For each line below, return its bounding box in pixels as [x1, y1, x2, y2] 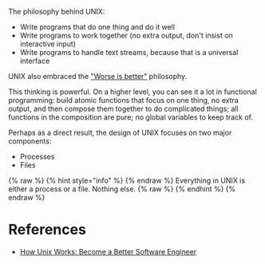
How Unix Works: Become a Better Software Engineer [19, 246, 197, 256]
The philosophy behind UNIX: [8, 7, 105, 16]
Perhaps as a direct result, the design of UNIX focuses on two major [8, 128, 232, 137]
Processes [19, 152, 55, 161]
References [8, 221, 86, 238]
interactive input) [19, 39, 77, 49]
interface [19, 56, 50, 65]
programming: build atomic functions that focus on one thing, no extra [8, 96, 239, 104]
